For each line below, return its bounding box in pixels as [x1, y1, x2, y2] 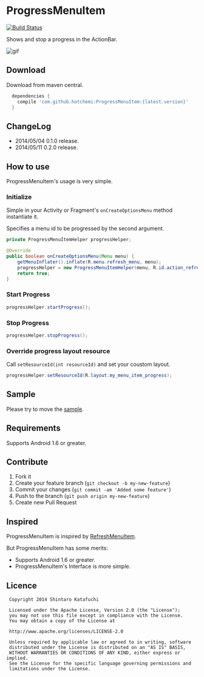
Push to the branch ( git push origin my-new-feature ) [15, 493, 150, 500]
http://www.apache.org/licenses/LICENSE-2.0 [8, 628, 123, 634]
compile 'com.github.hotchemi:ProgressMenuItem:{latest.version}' [17, 99, 189, 105]
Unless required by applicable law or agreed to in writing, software [8, 639, 191, 645]
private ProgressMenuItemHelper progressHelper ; [6, 237, 132, 243]
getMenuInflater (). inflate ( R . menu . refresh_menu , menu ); [17, 259, 162, 265]
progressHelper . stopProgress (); [6, 332, 88, 338]
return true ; [17, 270, 50, 276]
